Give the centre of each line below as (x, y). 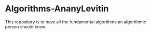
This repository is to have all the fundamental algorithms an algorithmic (75, 22)
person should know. (26, 26)
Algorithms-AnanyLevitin (57, 9)
